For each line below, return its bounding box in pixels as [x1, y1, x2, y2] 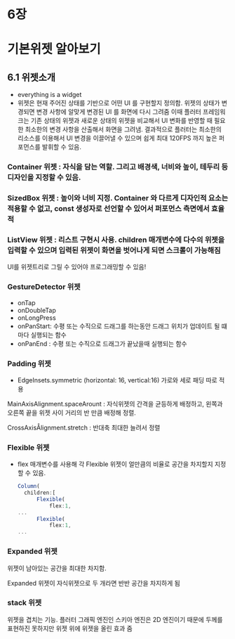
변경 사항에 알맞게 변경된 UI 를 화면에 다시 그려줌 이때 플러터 [36, 108, 201, 116]
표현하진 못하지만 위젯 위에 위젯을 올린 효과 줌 [7, 624, 133, 633]
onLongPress [17, 314, 56, 322]
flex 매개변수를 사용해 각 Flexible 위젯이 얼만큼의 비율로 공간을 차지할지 [17, 460, 213, 468]
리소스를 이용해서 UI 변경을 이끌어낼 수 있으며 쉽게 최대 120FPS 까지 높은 [17, 134, 217, 143]
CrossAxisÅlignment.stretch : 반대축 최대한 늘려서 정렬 [7, 423, 161, 432]
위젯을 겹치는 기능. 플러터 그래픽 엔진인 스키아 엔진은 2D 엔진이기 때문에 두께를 [7, 615, 223, 624]
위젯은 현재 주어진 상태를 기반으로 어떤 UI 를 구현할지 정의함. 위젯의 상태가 [17, 99, 220, 108]
